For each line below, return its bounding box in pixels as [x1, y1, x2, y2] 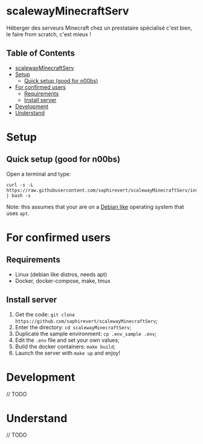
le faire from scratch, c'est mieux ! [6, 30, 92, 37]
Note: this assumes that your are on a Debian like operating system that [6, 203, 184, 210]
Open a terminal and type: [6, 170, 71, 178]
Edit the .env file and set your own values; [14, 336, 120, 344]
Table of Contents [6, 48, 76, 59]
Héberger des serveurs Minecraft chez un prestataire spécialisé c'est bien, [6, 24, 192, 31]
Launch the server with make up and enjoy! [14, 349, 121, 356]
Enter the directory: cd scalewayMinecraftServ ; [14, 323, 132, 330]
